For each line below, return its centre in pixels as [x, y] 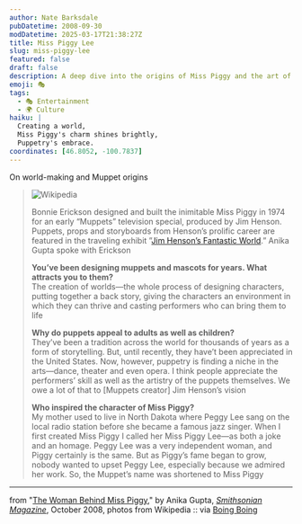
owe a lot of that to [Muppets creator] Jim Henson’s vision [139, 390]
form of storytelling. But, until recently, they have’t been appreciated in [162, 351]
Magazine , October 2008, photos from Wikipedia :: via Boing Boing [133, 510]
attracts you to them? [72, 277]
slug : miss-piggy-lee [50, 51]
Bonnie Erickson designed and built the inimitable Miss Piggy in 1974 [158, 211]
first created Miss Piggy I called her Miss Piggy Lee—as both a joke [156, 436]
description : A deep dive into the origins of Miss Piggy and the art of [151, 76]
